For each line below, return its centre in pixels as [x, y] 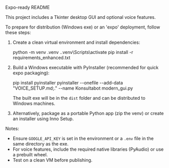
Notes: [12, 129]
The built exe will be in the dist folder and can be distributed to [79, 98]
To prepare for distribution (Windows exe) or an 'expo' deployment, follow [83, 27]
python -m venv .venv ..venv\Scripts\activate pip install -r [73, 52]
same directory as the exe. [40, 144]
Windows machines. [34, 103]
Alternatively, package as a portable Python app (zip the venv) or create [88, 113]
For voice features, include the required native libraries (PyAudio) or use [88, 149]
